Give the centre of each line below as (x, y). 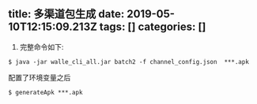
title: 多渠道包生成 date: (66, 14)
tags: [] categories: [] (153, 27)
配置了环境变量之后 (40, 77)
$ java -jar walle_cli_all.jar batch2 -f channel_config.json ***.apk (128, 61)
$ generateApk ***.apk (45, 92)
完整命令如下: (42, 46)
